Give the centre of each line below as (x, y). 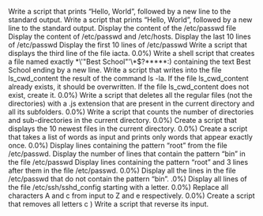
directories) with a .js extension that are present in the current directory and (131, 103)
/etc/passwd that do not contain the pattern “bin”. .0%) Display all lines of (128, 179)
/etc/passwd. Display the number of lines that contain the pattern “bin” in (127, 154)
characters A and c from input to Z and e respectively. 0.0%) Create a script (131, 196)
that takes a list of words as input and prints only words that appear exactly (130, 137)
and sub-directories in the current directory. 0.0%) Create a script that (122, 120)
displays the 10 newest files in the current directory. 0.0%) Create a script (128, 128)
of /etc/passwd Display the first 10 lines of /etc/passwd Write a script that (128, 45)
